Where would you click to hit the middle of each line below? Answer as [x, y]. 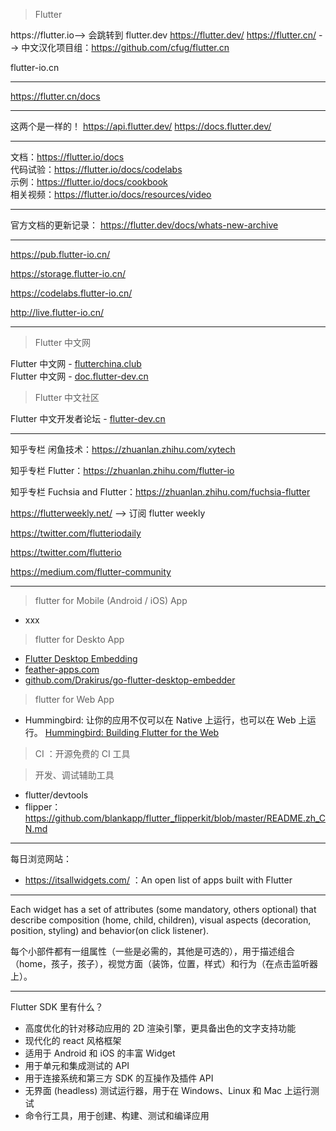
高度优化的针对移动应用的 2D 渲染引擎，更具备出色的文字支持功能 [160, 1028]
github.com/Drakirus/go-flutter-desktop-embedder [130, 680]
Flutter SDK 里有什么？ [57, 1007]
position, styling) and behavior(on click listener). [110, 930]
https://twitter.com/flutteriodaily [76, 533]
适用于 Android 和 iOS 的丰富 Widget [100, 1053]
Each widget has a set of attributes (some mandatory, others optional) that [163, 909]
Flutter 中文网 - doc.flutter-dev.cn [79, 376]
